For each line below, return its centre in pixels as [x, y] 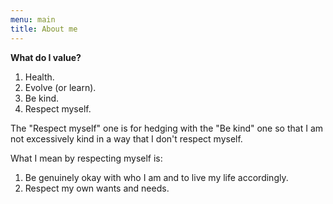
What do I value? [46, 57]
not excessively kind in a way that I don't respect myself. [126, 138]
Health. [39, 77]
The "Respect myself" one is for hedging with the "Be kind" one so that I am [167, 128]
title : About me [44, 29]
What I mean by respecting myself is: [86, 158]
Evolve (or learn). [60, 87]
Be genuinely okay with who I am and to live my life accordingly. [156, 177]
